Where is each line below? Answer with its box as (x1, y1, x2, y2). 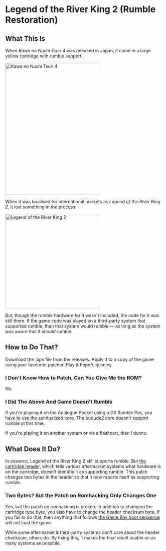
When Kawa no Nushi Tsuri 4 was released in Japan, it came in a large (5, 48, 151, 53)
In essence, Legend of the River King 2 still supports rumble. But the (5, 458, 146, 464)
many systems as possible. (5, 540, 61, 546)
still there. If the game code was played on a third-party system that (5, 318, 145, 324)
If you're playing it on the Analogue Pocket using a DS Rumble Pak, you (5, 410, 152, 416)
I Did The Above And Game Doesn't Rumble (5, 399, 113, 406)
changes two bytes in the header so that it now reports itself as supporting (5, 474, 159, 480)
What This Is (5, 34, 45, 43)
